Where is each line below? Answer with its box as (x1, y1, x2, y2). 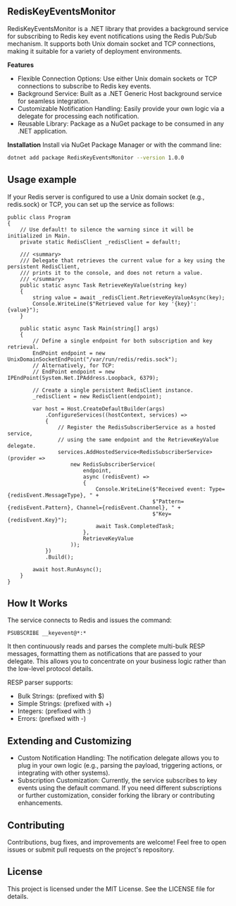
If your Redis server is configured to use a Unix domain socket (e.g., (7, 192, 205, 201)
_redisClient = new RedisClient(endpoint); (32, 393, 162, 400)
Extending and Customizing (7, 734, 132, 747)
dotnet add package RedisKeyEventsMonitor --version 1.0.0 (7, 154, 185, 161)
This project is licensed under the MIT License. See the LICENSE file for (7, 884, 216, 893)
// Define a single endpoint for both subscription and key (32, 337, 213, 345)
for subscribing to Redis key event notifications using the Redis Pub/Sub (7, 32, 217, 40)
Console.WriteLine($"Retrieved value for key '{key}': (32, 300, 197, 307)
